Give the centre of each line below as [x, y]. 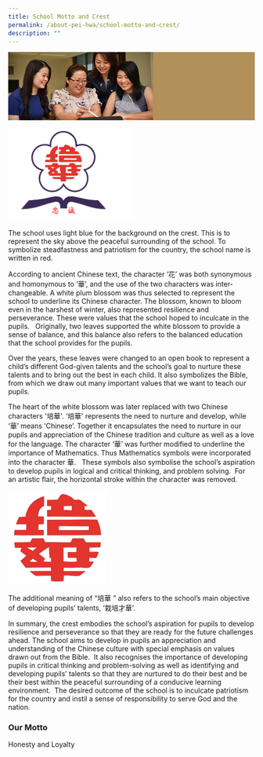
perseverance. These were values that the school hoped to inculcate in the [129, 318]
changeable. [28, 293]
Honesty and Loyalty [41, 744]
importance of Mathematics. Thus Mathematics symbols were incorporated [130, 453]
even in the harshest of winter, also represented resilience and [109, 309]
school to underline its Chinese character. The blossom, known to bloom [125, 302]
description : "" [34, 33]
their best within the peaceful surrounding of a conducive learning [115, 682]
